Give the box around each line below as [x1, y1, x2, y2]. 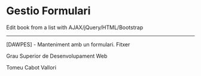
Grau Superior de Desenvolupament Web [6, 52, 108, 59]
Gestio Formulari [6, 4, 91, 18]
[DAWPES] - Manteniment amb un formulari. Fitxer [6, 40, 130, 48]
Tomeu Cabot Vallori [6, 64, 57, 71]
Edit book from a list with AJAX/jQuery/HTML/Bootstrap [6, 24, 144, 31]
